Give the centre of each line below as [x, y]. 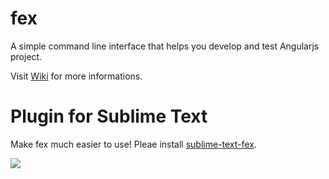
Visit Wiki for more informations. [76, 76]
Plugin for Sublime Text [109, 116]
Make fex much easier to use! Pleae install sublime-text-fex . [133, 144]
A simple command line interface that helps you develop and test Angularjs [165, 46]
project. [26, 56]
